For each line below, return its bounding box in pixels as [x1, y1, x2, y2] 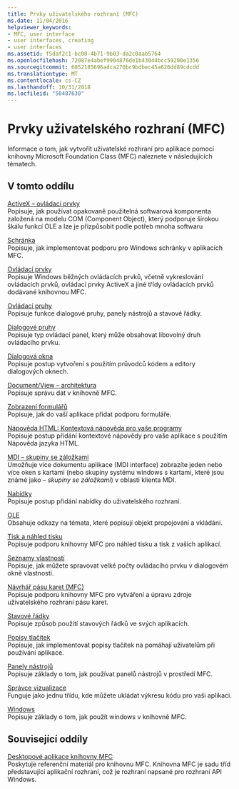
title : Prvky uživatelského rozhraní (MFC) [7, 10, 139, 18]
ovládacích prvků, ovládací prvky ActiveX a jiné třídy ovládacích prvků [7, 280, 214, 288]
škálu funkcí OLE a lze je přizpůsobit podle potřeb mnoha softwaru [7, 222, 203, 231]
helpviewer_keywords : [7, 24, 72, 31]
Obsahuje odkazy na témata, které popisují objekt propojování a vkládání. [7, 518, 223, 527]
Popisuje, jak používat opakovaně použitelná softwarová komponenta [7, 206, 212, 215]
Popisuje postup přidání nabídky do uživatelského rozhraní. [7, 497, 182, 506]
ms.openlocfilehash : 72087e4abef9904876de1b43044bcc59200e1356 [7, 57, 200, 64]
